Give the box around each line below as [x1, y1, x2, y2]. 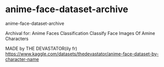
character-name [5, 56, 39, 62]
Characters [5, 36, 29, 42]
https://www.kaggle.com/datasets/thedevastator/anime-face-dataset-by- [5, 51, 159, 57]
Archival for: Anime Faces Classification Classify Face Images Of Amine [5, 30, 155, 36]
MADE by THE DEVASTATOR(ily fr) [5, 45, 78, 51]
